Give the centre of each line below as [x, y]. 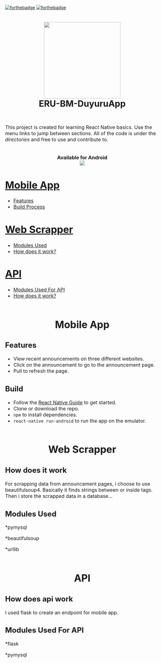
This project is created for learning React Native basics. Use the [79, 127]
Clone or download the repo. [46, 409]
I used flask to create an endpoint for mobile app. [62, 613]
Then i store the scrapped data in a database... [59, 496]
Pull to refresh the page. [41, 371]
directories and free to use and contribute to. [57, 139]
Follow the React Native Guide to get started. [65, 402]
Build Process [29, 207]
